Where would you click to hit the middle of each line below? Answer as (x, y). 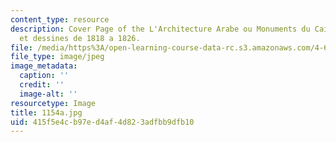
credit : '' (42, 85)
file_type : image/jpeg (57, 57)
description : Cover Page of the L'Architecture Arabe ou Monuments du (160, 29)
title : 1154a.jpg (46, 112)
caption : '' (44, 76)
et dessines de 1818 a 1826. (80, 38)
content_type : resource (60, 19)
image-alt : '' (48, 94)
